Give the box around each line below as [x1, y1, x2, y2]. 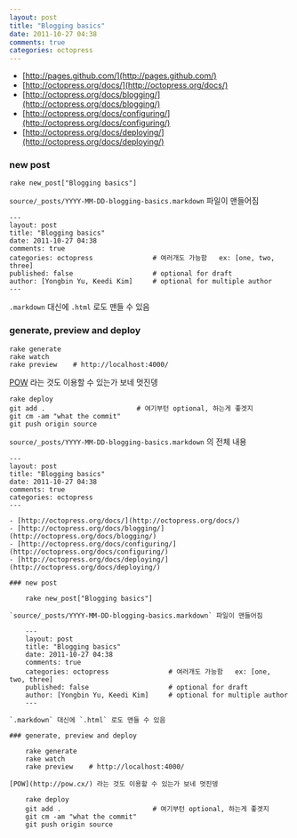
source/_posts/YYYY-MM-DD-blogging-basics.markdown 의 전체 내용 [9, 436, 247, 447]
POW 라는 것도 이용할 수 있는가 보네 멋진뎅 [9, 377, 158, 387]
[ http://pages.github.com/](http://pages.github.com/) [21, 70, 217, 81]
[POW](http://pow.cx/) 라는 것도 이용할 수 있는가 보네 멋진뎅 [9, 779, 219, 788]
